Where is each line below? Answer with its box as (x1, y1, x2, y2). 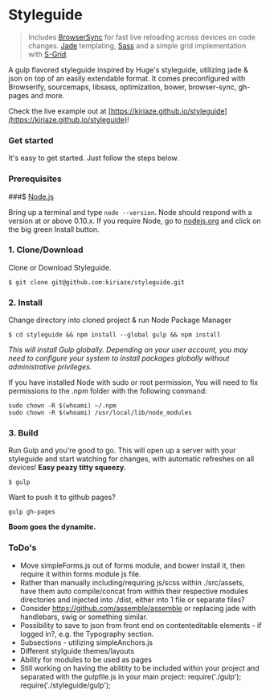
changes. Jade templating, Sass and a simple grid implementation (27, 40, 247, 50)
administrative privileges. (8, 362, 92, 372)
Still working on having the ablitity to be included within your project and (19, 663, 260, 673)
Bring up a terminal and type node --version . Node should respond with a (8, 207, 252, 217)
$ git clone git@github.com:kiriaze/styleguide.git (8, 278, 185, 287)
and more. (31, 90, 65, 100)
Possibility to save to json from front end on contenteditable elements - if (19, 620, 262, 630)
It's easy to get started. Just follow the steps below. (8, 153, 179, 163)
